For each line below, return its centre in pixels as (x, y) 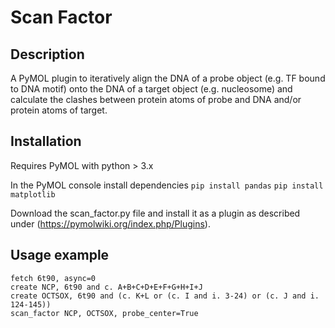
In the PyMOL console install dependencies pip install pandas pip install (167, 185)
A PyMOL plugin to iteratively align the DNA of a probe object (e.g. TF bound (168, 78)
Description (47, 54)
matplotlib (33, 194)
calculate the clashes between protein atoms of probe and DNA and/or (156, 99)
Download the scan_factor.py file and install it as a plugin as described (155, 213)
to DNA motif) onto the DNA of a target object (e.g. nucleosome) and (151, 89)
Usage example (60, 255)
